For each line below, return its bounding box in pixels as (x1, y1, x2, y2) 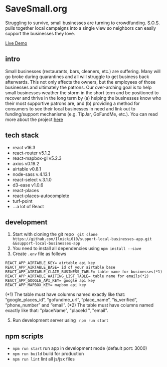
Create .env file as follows (12, 251, 67, 257)
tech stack (5, 131, 39, 140)
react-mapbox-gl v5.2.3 (12, 155, 62, 161)
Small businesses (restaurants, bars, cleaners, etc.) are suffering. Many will (5, 68, 161, 74)
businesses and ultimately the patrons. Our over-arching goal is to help (5, 84, 152, 90)
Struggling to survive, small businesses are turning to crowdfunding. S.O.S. (5, 20, 160, 26)
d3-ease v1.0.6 (12, 182, 44, 188)
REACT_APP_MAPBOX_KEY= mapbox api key (5, 283, 86, 288)
